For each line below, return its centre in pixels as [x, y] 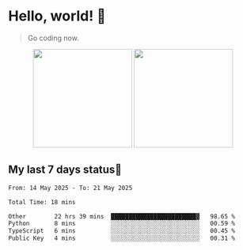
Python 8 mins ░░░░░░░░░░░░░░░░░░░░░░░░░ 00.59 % [122, 224]
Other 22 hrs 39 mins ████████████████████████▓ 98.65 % [122, 216]
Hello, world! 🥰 [57, 16]
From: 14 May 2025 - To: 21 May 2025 [70, 188]
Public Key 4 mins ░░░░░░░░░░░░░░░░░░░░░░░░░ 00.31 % [122, 239]
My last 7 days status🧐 [65, 170]
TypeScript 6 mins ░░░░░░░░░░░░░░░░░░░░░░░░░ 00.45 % [122, 231]
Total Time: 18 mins [42, 202]
